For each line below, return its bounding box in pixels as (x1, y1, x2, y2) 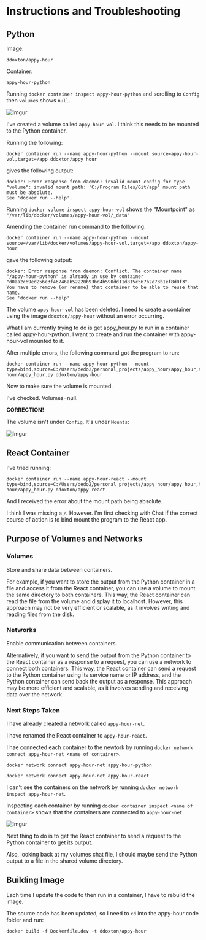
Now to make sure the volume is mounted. (6, 382, 113, 390)
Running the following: (6, 139, 63, 146)
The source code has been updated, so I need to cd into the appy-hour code (6, 909, 199, 917)
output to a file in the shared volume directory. (6, 857, 123, 865)
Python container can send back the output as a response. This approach (6, 677, 193, 685)
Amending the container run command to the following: (6, 223, 146, 230)
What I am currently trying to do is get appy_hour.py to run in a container (6, 324, 190, 331)
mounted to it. (29, 337, 64, 344)
